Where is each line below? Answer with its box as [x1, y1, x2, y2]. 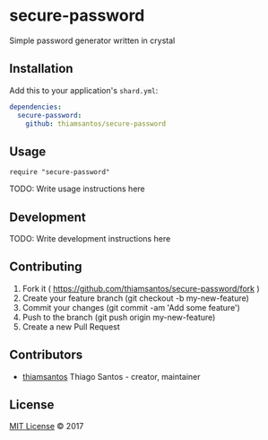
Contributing [9, 260, 82, 275]
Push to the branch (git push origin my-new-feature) [22, 312, 216, 322]
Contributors [9, 348, 83, 363]
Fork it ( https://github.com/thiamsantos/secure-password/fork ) [22, 283, 260, 294]
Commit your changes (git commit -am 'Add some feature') [22, 302, 240, 312]
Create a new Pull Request [22, 321, 121, 332]
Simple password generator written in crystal [9, 35, 176, 46]
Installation [9, 61, 73, 76]
